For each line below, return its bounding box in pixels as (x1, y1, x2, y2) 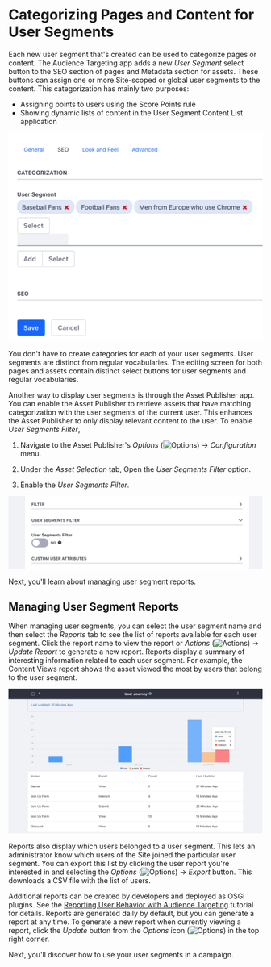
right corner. (8, 934, 50, 944)
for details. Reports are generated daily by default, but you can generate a (8, 909, 255, 919)
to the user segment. (8, 673, 78, 682)
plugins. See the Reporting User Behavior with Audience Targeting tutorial (8, 900, 254, 910)
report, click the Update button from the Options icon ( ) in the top (8, 926, 260, 936)
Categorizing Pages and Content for (8, 6, 255, 24)
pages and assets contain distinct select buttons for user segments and (8, 365, 246, 376)
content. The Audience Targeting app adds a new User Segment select (8, 58, 244, 68)
